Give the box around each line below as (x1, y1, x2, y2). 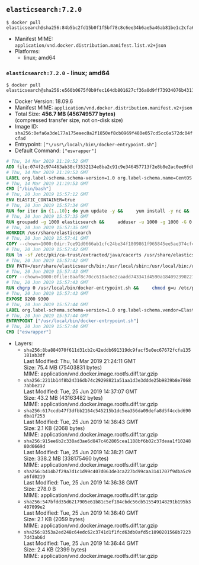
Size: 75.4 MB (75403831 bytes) (23, 364, 102, 371)
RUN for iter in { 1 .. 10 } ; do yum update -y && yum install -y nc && (6, 208, 190, 214)
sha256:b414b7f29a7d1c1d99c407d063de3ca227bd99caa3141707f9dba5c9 (23, 468, 191, 475)
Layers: (14, 340, 33, 347)
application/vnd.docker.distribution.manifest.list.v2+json (14, 42, 166, 49)
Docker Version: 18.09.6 (14, 98, 73, 105)
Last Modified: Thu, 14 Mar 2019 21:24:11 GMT (23, 358, 136, 365)
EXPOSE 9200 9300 (6, 296, 49, 302)
